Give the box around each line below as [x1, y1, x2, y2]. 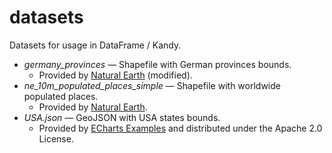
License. [38, 132, 74, 145]
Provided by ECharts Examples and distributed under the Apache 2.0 [38, 122, 323, 134]
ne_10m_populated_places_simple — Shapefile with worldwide [23, 79, 281, 91]
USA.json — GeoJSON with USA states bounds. [23, 111, 221, 123]
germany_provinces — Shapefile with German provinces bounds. [23, 58, 292, 70]
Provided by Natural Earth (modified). [38, 69, 193, 81]
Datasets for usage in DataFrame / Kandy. [9, 39, 182, 51]
